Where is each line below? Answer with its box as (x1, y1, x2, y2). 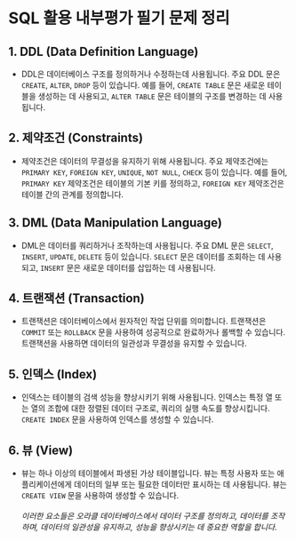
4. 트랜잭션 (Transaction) (8, 290, 145, 306)
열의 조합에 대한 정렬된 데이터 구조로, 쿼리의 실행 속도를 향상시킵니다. (30, 403, 270, 414)
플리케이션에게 (20, 479, 72, 489)
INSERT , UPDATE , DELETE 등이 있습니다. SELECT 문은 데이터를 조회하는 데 (20, 251, 266, 262)
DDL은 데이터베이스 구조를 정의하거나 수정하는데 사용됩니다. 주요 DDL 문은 (20, 68, 281, 79)
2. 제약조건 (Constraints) (8, 131, 144, 146)
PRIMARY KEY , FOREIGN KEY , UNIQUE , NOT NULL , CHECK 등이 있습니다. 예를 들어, (20, 166, 288, 178)
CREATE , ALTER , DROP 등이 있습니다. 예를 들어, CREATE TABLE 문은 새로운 (20, 80, 266, 90)
